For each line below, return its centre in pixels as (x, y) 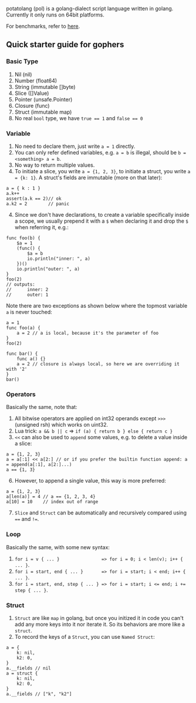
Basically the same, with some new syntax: (58, 547)
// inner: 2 (27, 289)
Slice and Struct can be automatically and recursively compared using (100, 513)
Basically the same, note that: (42, 407)
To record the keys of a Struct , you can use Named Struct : (85, 636)
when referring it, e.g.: (41, 227)
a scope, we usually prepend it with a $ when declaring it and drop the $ (102, 221)
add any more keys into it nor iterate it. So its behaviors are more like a (99, 624)
